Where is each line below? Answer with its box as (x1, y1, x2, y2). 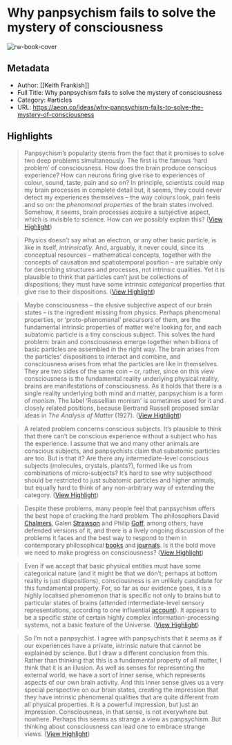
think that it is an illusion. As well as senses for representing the (23, 663, 205, 672)
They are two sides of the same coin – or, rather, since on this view (23, 367, 215, 375)
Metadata (7, 62, 50, 74)
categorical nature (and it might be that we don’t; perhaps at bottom (23, 569, 217, 577)
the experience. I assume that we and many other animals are (23, 439, 200, 447)
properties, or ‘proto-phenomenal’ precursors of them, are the (23, 315, 201, 323)
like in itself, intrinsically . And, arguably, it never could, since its (23, 243, 204, 251)
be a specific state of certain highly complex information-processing (23, 613, 220, 621)
